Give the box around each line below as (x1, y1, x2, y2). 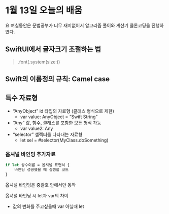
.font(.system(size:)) (17, 59, 60, 65)
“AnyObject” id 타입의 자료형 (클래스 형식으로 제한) (12, 108, 114, 114)
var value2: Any (20, 125, 53, 131)
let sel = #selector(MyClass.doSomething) (20, 137, 109, 143)
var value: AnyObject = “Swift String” (20, 114, 98, 120)
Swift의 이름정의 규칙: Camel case (5, 75, 110, 84)
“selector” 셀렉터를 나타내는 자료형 (12, 131, 83, 137)
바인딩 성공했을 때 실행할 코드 (14, 167, 69, 172)
